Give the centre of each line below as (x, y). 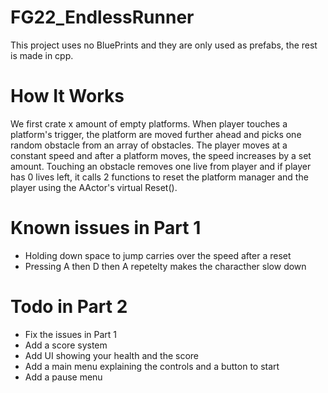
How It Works (67, 96)
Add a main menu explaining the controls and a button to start (152, 366)
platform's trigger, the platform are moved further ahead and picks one (156, 134)
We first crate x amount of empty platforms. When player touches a (149, 123)
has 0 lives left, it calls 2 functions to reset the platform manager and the (159, 177)
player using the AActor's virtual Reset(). (94, 187)
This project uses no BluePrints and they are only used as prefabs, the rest (164, 45)
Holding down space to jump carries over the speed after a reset (158, 255)
